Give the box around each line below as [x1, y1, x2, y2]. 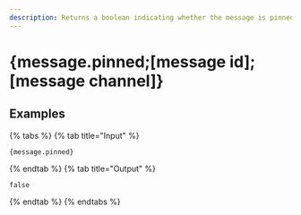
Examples [9, 107, 65, 122]
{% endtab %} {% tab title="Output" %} [9, 163, 157, 174]
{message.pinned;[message [9, 51, 227, 72]
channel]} [88, 71, 164, 90]
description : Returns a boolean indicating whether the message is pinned [9, 13, 295, 22]
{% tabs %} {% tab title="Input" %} [9, 130, 140, 141]
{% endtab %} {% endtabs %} [9, 196, 121, 207]
